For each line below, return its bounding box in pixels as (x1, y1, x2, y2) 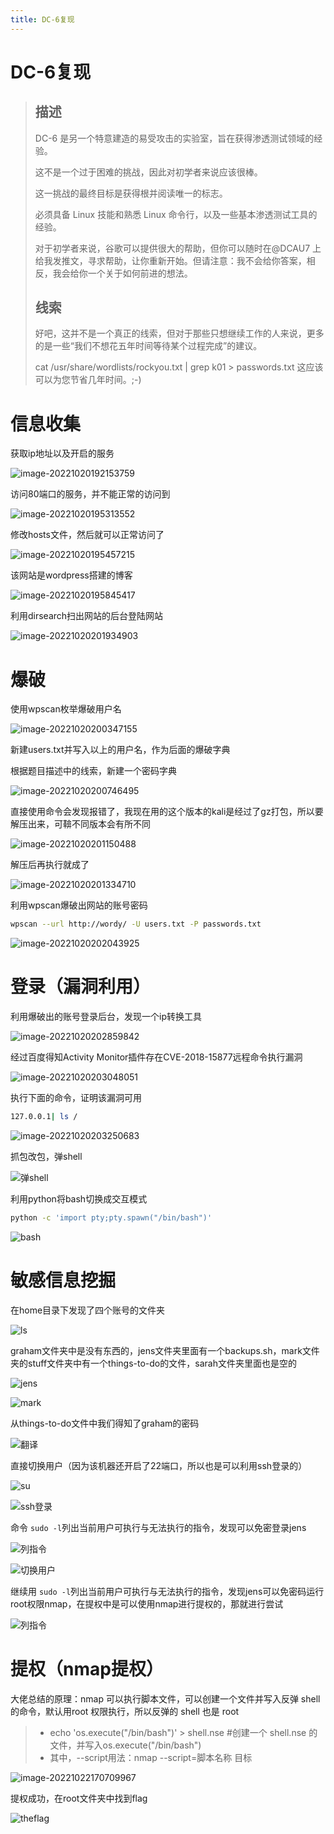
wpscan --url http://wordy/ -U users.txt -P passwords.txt (10, 919, 262, 930)
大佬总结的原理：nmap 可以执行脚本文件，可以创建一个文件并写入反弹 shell (10, 1692, 321, 1705)
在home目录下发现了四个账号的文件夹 (10, 1304, 166, 1316)
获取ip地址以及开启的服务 (10, 447, 115, 460)
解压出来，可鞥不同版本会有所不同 (10, 818, 151, 830)
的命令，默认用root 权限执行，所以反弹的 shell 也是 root (10, 1705, 240, 1717)
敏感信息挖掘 (10, 1269, 117, 1292)
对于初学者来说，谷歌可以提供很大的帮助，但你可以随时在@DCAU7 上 (34, 242, 322, 254)
